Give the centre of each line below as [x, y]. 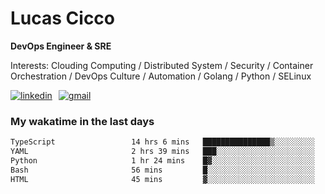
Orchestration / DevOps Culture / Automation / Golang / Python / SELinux [161, 76]
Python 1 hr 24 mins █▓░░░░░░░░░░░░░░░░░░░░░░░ [162, 160]
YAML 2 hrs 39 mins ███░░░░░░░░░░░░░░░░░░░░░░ [162, 152]
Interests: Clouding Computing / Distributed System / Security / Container [162, 65]
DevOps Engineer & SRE [61, 46]
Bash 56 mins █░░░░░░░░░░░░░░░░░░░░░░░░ [162, 170]
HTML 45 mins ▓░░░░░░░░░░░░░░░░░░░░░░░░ [162, 179]
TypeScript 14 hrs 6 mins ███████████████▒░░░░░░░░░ [162, 142]
